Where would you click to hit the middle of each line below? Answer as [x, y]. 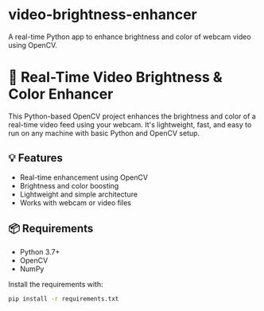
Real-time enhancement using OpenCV [84, 177]
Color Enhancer [61, 94]
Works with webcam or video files [75, 202]
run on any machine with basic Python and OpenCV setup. [104, 133]
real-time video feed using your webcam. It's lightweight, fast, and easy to [130, 124]
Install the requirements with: [56, 284]
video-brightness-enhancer [103, 15]
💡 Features [36, 158]
